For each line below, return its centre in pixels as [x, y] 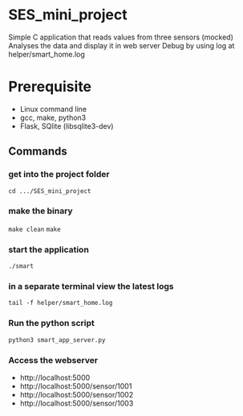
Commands [38, 152]
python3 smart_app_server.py [57, 340]
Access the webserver [53, 360]
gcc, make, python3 [53, 117]
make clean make [35, 229]
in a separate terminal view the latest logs [91, 286]
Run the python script [51, 323]
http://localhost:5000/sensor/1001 [76, 386]
